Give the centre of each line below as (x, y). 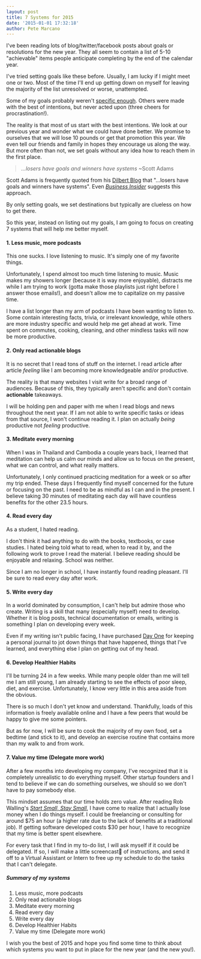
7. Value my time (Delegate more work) (55, 757)
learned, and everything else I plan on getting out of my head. (82, 649)
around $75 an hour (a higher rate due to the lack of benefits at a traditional (100, 820)
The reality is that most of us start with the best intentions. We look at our (97, 125)
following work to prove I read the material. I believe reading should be (93, 554)
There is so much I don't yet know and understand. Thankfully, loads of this (100, 706)
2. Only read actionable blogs (43, 350)
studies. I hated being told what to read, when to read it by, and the (89, 547)
